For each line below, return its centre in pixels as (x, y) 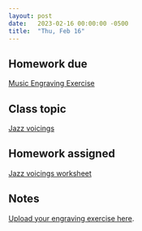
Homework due (48, 64)
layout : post (30, 16)
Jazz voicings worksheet (50, 173)
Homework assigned (62, 154)
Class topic (37, 109)
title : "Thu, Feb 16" (47, 31)
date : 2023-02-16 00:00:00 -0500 (69, 24)
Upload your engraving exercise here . (71, 218)
